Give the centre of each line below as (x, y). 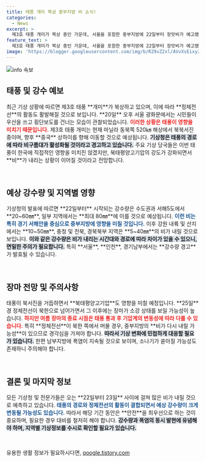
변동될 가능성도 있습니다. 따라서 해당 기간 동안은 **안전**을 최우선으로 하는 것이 (101, 413)
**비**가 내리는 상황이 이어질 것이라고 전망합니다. (66, 160)
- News (20, 23)
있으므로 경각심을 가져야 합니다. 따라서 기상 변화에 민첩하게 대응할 (106, 333)
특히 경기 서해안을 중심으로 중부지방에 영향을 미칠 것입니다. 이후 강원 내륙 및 (96, 224)
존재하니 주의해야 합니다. (36, 349)
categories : (21, 18)
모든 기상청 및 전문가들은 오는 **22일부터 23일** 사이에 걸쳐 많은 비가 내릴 (95, 397)
